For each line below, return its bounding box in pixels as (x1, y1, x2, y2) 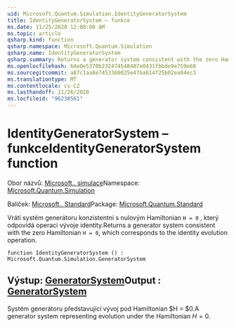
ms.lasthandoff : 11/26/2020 (7, 89, 90, 96)
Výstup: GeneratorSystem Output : (7, 275, 162, 287)
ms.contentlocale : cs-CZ (7, 82, 80, 89)
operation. (7, 236, 37, 244)
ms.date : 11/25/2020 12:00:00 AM (7, 23, 105, 30)
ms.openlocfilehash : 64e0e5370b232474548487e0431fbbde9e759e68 (7, 63, 197, 70)
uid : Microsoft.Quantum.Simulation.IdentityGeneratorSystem (7, 10, 188, 18)
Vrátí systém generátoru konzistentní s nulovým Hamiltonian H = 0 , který (7, 213, 219, 222)
